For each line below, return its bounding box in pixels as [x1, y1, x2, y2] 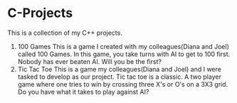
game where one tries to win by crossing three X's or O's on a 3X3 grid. [17, 80, 228, 88]
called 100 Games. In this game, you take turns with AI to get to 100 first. [17, 50, 231, 58]
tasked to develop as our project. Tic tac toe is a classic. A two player [17, 72, 222, 81]
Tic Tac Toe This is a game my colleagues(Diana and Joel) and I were [17, 65, 222, 73]
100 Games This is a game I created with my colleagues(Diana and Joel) [17, 42, 229, 50]
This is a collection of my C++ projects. [7, 28, 122, 37]
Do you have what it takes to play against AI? [17, 87, 149, 96]
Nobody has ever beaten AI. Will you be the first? [17, 57, 162, 65]
